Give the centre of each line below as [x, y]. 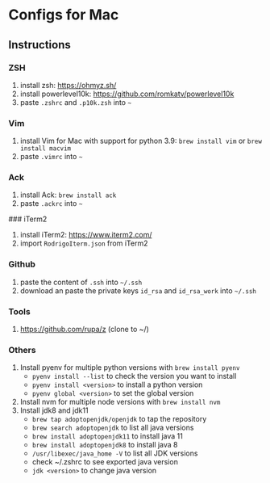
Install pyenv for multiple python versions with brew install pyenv [130, 367]
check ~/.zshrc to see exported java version [105, 462]
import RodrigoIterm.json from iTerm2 [84, 243]
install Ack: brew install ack [68, 195]
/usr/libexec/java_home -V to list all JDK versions [115, 453]
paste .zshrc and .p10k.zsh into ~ [75, 102]
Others [22, 350]
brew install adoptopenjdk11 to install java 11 [107, 436]
